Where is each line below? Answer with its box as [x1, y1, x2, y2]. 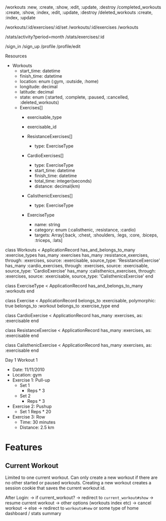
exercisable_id [27, 124, 57, 130]
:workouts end [5, 288, 35, 294]
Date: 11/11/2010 [12, 367, 45, 373]
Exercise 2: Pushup [12, 403, 52, 409]
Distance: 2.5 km [19, 425, 55, 430]
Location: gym [12, 372, 42, 378]
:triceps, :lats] [34, 237, 63, 243]
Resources [5, 53, 27, 59]
